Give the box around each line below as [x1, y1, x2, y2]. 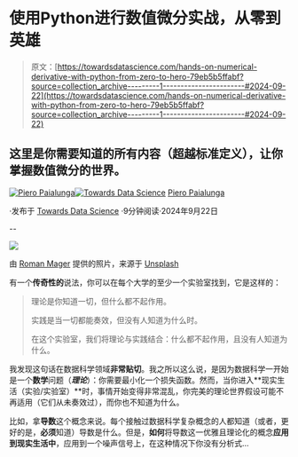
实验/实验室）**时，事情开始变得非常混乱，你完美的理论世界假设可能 [24, 385, 277, 396]
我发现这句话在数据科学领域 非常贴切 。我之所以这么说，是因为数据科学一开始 [9, 363, 289, 374]
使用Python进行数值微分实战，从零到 [9, 8, 281, 28]
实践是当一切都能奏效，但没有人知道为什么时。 [30, 314, 202, 325]
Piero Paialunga [167, 187, 225, 198]
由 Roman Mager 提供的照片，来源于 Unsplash [9, 258, 179, 269]
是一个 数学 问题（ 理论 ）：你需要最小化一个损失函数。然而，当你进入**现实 [9, 374, 278, 385]
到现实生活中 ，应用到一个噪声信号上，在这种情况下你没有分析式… [9, 437, 250, 448]
